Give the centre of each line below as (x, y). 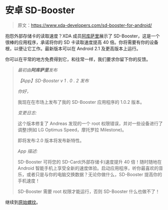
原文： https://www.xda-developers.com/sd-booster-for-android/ (85, 25)
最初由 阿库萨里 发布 (37, 70)
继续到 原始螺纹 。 (23, 202)
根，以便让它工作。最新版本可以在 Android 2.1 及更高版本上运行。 (73, 48)
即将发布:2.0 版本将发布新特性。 (51, 140)
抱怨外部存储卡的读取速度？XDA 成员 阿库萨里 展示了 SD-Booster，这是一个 (82, 36)
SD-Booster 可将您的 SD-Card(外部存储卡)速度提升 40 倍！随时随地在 (90, 162)
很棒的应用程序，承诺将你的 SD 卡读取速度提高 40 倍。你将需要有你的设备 (82, 42)
